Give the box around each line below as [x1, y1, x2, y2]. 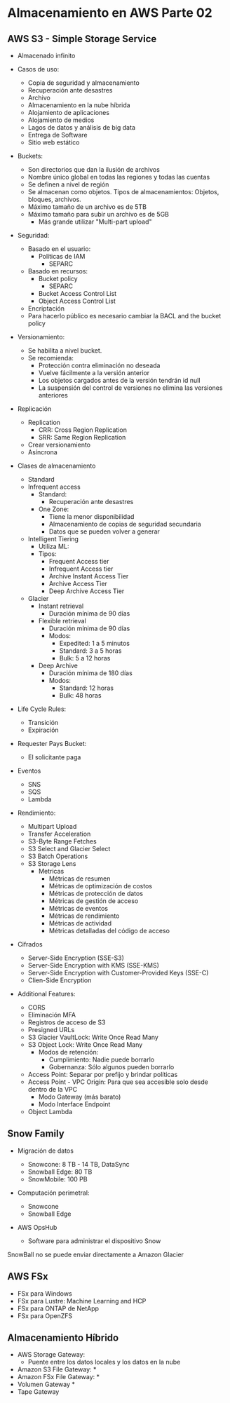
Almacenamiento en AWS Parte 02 [7, 5, 212, 21]
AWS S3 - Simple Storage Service [7, 33, 157, 45]
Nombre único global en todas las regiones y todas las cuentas [27, 173, 210, 181]
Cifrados [17, 940, 43, 948]
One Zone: [38, 505, 69, 513]
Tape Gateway [17, 1388, 60, 1396]
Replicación [17, 405, 52, 413]
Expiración [27, 726, 59, 734]
